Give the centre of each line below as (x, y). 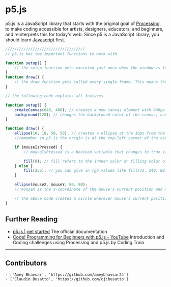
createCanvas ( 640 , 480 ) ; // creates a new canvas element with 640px (90, 110)
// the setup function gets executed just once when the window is (87, 68)
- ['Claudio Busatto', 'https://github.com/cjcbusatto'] (67, 279)
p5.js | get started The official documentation (60, 231)
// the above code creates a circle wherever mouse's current (82, 198)
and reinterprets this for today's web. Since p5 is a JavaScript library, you (82, 34)
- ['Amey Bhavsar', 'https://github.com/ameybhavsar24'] (67, 275)
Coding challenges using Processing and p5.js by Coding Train (78, 242)
